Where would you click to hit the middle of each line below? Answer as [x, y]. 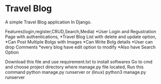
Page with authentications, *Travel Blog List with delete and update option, [81, 37]
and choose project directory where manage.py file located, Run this [74, 67]
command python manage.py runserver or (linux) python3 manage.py [76, 72]
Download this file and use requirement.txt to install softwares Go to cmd [79, 62]
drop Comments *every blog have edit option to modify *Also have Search [80, 47]
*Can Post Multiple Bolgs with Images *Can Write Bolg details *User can [79, 42]
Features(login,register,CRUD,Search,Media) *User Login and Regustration [80, 31]
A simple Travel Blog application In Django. [48, 22]
